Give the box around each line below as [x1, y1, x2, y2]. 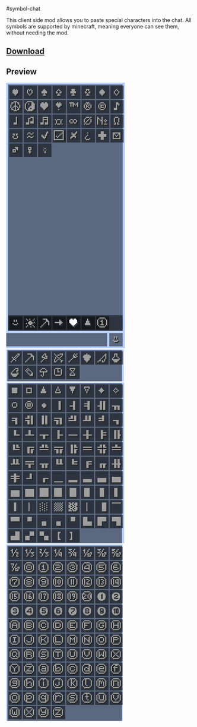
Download [6, 46, 45, 56]
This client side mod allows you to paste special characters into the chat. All [6, 17, 192, 23]
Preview [6, 67, 37, 77]
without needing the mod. [6, 29, 69, 36]
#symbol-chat [6, 5, 40, 12]
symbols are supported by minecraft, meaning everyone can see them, [6, 23, 180, 30]
